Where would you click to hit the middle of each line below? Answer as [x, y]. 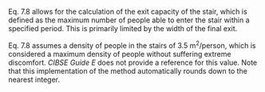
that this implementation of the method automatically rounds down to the [128, 70]
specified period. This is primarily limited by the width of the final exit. [123, 28]
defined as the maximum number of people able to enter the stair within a [129, 20]
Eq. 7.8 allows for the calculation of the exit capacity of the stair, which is [128, 12]
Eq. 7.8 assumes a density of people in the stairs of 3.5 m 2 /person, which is [132, 45]
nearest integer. [34, 79]
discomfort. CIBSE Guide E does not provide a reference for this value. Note [133, 62]
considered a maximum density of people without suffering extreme [120, 54]
